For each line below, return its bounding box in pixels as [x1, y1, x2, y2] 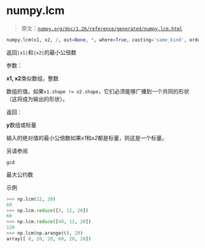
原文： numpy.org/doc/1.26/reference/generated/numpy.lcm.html [21, 24, 183, 32]
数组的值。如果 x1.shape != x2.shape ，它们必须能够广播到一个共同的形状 [6, 87, 190, 95]
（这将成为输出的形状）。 [6, 95, 68, 103]
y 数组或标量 [6, 121, 37, 128]
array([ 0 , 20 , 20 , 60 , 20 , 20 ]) [6, 236, 92, 242]
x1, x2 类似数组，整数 [6, 75, 59, 82]
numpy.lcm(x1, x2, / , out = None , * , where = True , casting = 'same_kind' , [6, 37, 187, 43]
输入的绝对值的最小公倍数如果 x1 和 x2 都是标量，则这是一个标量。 [6, 134, 168, 141]
